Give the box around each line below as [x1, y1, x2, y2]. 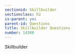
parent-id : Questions [5, 21, 50, 26]
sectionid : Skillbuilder [5, 7, 57, 12]
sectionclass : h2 [5, 12, 41, 17]
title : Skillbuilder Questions [5, 26, 70, 31]
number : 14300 [5, 30, 35, 35]
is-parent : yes [5, 16, 37, 21]
